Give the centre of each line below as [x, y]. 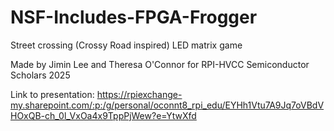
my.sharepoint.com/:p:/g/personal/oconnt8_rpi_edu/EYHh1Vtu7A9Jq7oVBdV [167, 105]
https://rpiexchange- [139, 94]
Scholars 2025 [40, 75]
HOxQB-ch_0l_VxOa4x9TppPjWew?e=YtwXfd [103, 115]
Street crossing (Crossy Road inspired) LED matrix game [126, 45]
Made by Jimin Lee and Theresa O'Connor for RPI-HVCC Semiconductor [160, 64]
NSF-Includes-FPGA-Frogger [134, 17]
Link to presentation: [52, 94]
